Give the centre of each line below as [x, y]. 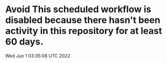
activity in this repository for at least [84, 31]
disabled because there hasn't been [83, 20]
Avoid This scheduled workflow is [78, 9]
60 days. [24, 42]
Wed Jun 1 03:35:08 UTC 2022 [38, 56]
